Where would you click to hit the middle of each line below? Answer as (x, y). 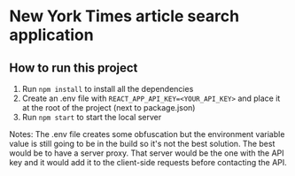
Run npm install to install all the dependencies (108, 89)
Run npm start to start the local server (92, 117)
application (52, 35)
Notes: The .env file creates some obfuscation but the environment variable (147, 134)
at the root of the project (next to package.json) (109, 107)
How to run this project (74, 68)
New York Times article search (124, 16)
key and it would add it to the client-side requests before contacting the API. (148, 162)
